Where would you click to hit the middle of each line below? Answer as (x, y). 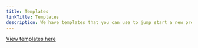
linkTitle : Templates (33, 17)
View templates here (31, 39)
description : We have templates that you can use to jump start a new (95, 22)
